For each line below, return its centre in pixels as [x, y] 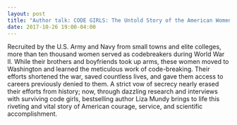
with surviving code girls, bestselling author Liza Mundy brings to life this [114, 99]
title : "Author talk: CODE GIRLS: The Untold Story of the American [110, 20]
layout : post [26, 14]
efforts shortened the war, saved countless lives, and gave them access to [115, 77]
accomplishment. [32, 114]
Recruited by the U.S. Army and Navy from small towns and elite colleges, [114, 47]
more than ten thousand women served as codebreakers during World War [116, 54]
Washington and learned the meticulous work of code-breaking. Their [109, 69]
